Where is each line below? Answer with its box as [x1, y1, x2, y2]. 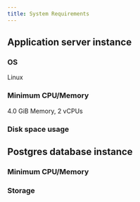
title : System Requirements [7, 10, 90, 18]
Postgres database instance [7, 145, 133, 158]
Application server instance [7, 36, 132, 48]
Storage [7, 185, 35, 195]
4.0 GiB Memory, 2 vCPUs [7, 107, 83, 115]
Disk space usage [7, 124, 70, 134]
